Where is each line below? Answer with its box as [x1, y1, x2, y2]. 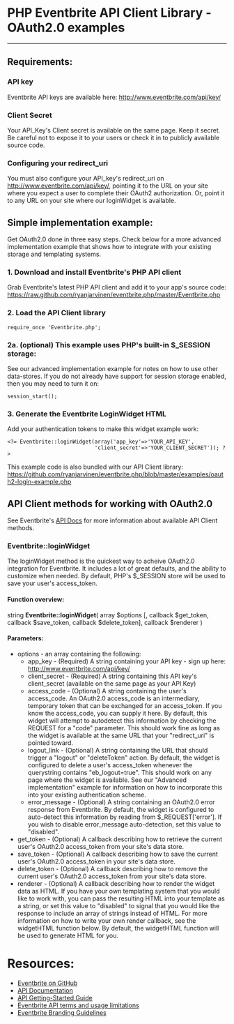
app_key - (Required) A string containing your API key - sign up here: [27, 657, 226, 665]
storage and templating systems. [7, 250, 102, 259]
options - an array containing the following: [17, 649, 141, 658]
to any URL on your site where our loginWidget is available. [7, 197, 176, 205]
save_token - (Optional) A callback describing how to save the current [17, 850, 218, 858]
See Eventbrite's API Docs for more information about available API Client [7, 516, 218, 525]
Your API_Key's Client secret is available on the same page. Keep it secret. [7, 126, 221, 134]
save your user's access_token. [7, 579, 97, 587]
